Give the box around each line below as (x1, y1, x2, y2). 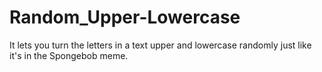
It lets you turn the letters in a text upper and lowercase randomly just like (9, 39, 312, 51)
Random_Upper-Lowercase (9, 6, 241, 29)
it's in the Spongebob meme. (9, 49, 129, 61)
